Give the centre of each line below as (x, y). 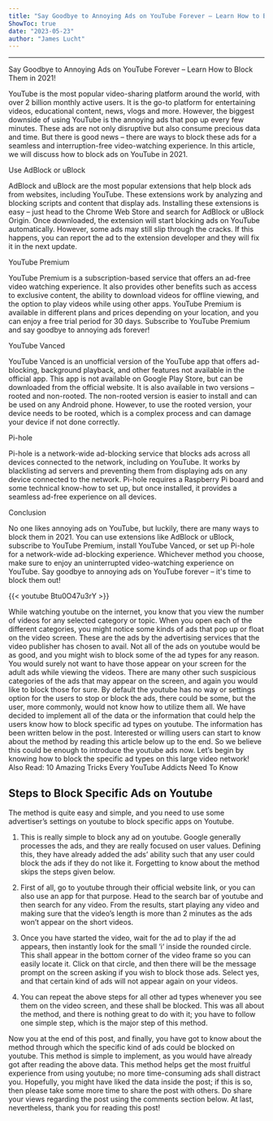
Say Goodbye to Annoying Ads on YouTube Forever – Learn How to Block (131, 69)
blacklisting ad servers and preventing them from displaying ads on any (128, 471)
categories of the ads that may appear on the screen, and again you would (133, 681)
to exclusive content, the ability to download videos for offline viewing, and (134, 296)
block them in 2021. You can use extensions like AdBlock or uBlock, (121, 537)
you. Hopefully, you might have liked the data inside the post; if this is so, (131, 1082)
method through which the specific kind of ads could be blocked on (122, 1048)
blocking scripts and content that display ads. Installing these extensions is (134, 204)
